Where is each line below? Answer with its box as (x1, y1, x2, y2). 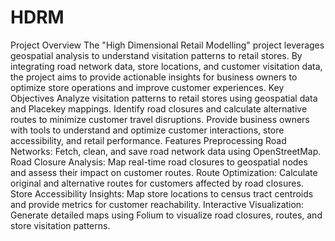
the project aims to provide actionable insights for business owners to (10, 71, 298, 83)
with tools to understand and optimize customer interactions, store (10, 124, 285, 136)
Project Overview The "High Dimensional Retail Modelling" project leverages (10, 39, 325, 51)
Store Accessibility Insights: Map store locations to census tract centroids (10, 187, 314, 200)
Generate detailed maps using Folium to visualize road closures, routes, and (10, 209, 323, 221)
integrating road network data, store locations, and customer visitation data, (10, 60, 323, 72)
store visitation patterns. (10, 219, 111, 231)
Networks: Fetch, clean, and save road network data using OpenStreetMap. (10, 145, 322, 157)
